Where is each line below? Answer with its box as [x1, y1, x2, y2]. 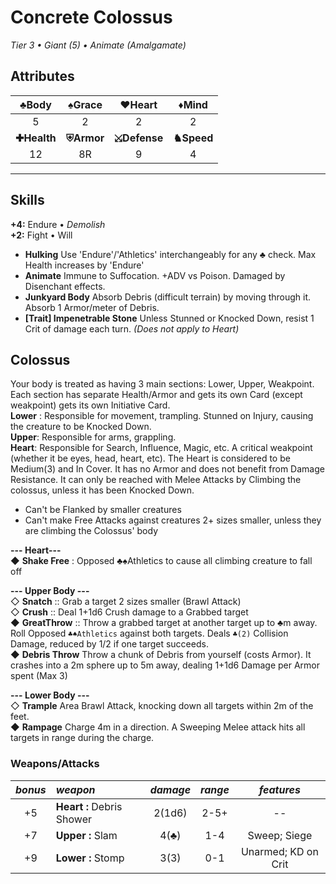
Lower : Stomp [55, 851, 125, 865]
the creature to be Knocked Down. [10, 421, 152, 433]
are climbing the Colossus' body [24, 525, 159, 537]
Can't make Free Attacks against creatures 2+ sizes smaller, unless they [24, 514, 322, 526]
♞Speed [173, 131, 214, 145]
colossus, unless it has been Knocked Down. [10, 484, 195, 496]
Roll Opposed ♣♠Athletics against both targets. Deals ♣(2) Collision [10, 627, 289, 640]
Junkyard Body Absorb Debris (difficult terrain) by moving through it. [24, 291, 312, 303]
